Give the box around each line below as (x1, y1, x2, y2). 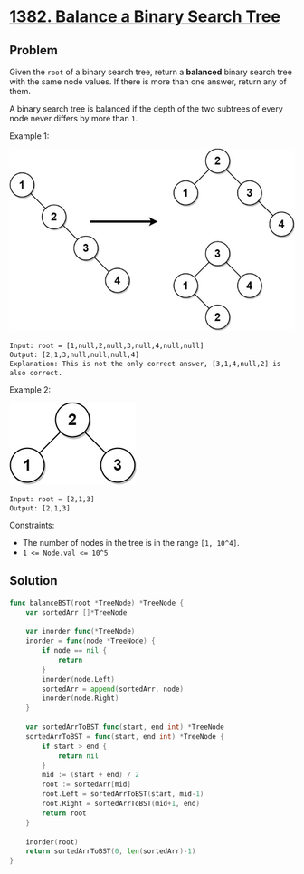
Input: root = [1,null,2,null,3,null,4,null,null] (9, 341, 204, 350)
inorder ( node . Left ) (42, 675, 116, 684)
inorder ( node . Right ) (42, 694, 119, 704)
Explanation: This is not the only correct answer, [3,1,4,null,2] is (9, 359, 281, 368)
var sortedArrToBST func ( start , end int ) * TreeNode (25, 723, 224, 732)
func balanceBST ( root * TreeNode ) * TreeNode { (9, 598, 184, 607)
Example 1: (9, 131, 50, 141)
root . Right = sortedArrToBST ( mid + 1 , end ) (42, 800, 201, 809)
